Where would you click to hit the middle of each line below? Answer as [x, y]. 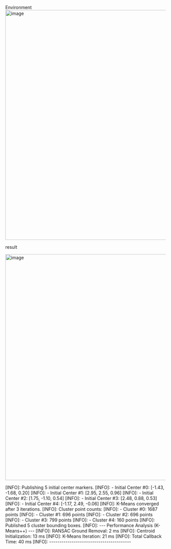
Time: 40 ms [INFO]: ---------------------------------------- [68, 542]
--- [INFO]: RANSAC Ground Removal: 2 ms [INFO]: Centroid [92, 531]
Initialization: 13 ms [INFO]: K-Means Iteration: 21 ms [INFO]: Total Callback [83, 536]
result [11, 247]
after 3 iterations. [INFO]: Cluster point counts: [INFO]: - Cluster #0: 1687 [81, 509]
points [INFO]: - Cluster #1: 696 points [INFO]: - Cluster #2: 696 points [79, 515]
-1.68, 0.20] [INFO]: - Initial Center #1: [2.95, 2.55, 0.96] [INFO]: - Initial [79, 493]
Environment [19, 7]
